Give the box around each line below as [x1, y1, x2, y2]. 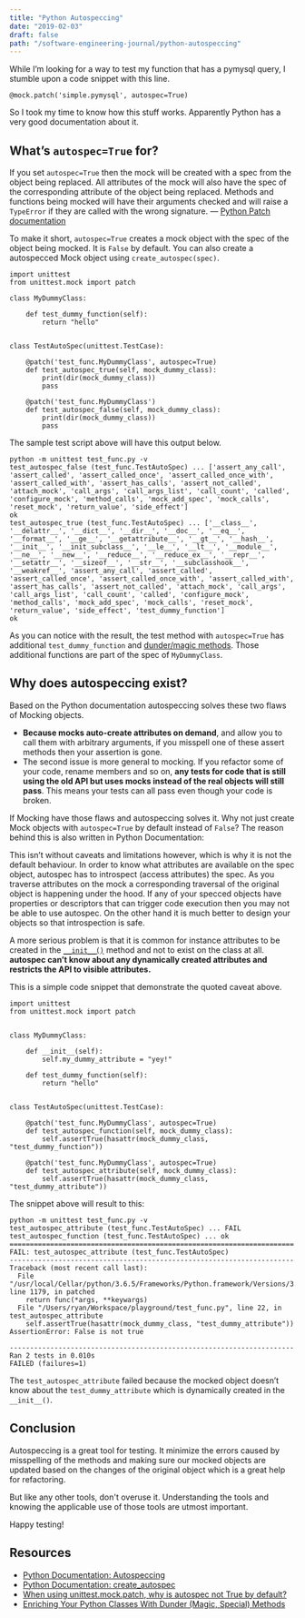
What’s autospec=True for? [9, 143, 159, 158]
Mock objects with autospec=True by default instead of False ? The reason [9, 822, 284, 833]
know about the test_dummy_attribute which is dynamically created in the [9, 1384, 286, 1395]
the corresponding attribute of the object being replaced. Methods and [9, 187, 274, 197]
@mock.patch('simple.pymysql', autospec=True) [9, 91, 189, 100]
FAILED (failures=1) [9, 1359, 88, 1368]
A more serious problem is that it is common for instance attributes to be [9, 935, 280, 946]
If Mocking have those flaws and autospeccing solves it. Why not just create [9, 812, 295, 824]
